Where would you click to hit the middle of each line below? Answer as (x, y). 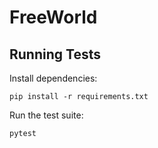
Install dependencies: (53, 78)
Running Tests (55, 54)
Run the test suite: (46, 115)
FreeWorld (53, 17)
